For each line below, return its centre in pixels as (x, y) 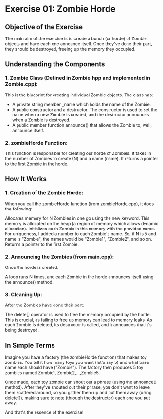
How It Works (26, 179)
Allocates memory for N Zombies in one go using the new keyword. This (77, 218)
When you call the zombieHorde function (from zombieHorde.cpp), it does (80, 204)
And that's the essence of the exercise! (44, 412)
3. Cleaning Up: (24, 294)
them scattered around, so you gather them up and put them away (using (78, 393)
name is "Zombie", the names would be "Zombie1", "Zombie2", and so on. (79, 239)
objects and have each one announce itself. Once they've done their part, (79, 44)
